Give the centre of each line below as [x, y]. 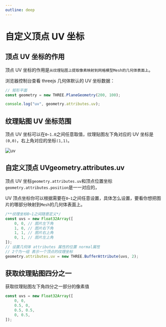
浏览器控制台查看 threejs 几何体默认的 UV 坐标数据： [60, 80]
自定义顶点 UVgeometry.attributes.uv [65, 168]
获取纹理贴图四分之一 [38, 274]
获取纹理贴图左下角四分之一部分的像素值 [47, 287]
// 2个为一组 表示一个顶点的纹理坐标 [39, 252]
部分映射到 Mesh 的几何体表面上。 [52, 204]
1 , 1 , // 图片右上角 [34, 233]
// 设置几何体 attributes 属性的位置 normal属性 [53, 247]
